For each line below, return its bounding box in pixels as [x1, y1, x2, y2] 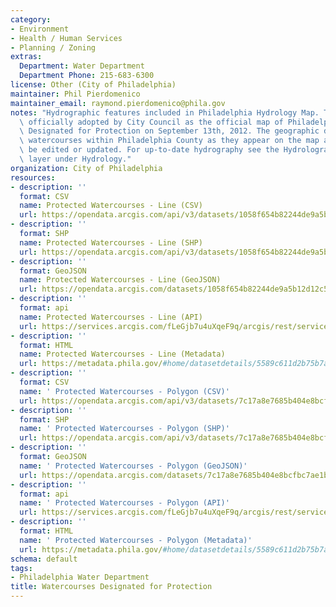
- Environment [10, 24, 70, 34]
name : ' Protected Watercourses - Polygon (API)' [19, 498, 230, 508]
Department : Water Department [19, 61, 145, 71]
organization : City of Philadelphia [10, 163, 163, 173]
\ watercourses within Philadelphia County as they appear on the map [19, 136, 320, 146]
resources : [10, 172, 56, 183]
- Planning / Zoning [10, 42, 97, 53]
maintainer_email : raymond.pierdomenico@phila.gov [10, 98, 226, 108]
